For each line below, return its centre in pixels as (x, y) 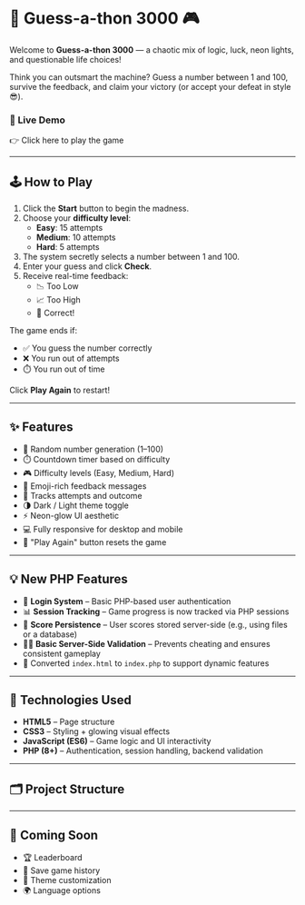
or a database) (50, 634)
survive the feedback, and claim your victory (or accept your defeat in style (150, 86)
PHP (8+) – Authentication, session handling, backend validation (143, 751)
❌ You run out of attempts (71, 358)
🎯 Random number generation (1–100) (93, 449)
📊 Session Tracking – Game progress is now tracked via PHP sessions (156, 612)
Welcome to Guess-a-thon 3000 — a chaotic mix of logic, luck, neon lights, (152, 50)
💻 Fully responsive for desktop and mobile (103, 529)
